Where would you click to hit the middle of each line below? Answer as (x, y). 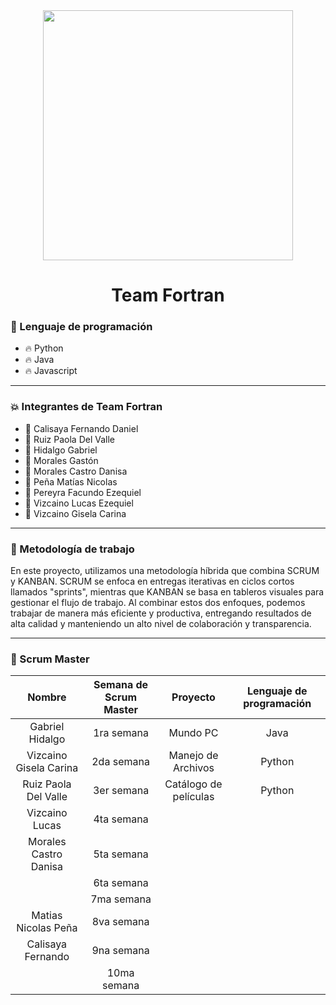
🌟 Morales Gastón (61, 460)
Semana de (121, 685)
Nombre (47, 697)
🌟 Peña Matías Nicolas (71, 481)
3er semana (121, 791)
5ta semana (121, 854)
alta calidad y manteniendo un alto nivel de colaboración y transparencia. (161, 624)
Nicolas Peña (47, 928)
